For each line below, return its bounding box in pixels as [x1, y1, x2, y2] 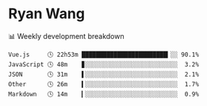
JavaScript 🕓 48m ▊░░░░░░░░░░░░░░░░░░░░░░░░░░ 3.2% [8, 60, 200, 68]
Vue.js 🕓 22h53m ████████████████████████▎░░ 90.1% [8, 51, 200, 59]
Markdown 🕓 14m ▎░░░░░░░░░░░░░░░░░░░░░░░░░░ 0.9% [8, 90, 200, 98]
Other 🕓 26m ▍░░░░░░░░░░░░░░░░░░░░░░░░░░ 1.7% [8, 80, 200, 88]
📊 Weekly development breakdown [8, 31, 125, 40]
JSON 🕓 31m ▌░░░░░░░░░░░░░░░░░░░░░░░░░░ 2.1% [8, 70, 200, 78]
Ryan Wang [8, 5, 86, 23]
